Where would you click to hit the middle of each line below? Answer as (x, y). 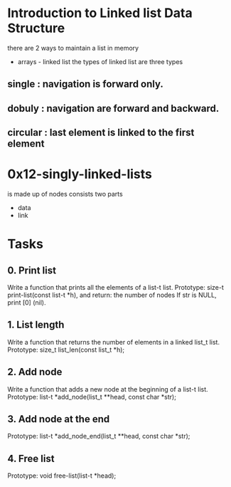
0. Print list (32, 270)
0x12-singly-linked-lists (80, 174)
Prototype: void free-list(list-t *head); (62, 476)
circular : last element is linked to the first (101, 133)
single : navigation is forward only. (85, 84)
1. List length (36, 325)
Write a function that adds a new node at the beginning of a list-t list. (108, 389)
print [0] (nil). (27, 303)
